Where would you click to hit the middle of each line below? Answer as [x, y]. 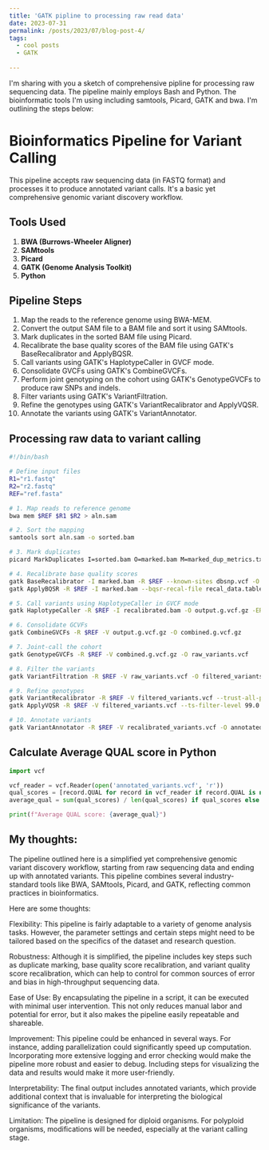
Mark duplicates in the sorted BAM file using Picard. [106, 337]
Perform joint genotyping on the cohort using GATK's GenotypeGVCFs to [140, 379]
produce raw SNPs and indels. [70, 388]
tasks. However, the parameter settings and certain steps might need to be [132, 932]
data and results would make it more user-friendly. [92, 1072]
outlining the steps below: [51, 108]
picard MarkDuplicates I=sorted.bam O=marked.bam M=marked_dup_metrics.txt [138, 559]
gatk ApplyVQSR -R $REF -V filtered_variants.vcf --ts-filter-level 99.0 [134, 706]
